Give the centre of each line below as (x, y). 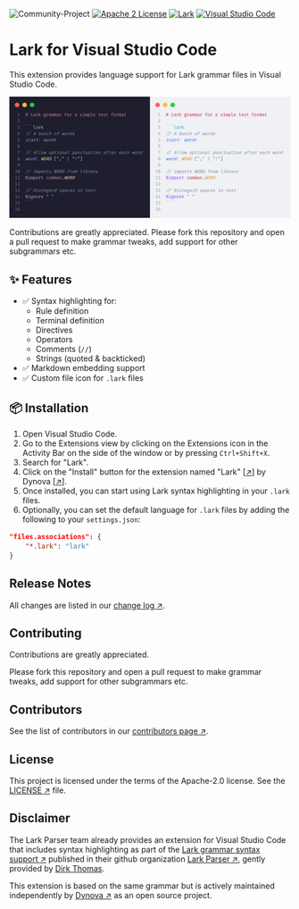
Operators (54, 340)
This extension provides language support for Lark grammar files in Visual (145, 74)
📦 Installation (49, 408)
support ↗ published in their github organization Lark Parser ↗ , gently (137, 859)
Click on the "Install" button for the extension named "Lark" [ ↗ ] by (144, 472)
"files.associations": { (55, 537)
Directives (54, 330)
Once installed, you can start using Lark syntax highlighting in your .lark (156, 491)
